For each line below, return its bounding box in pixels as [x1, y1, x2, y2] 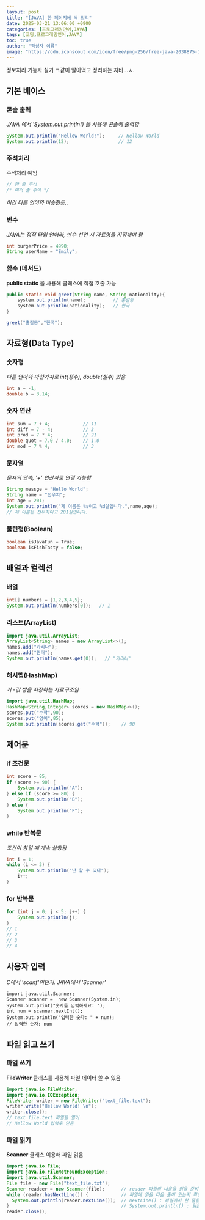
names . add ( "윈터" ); [6, 650, 54, 656]
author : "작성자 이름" [6, 43, 58, 50]
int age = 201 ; [6, 498, 45, 504]
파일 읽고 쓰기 [6, 1039, 55, 1049]
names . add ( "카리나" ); [6, 644, 58, 650]
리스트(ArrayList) [6, 619, 57, 627]
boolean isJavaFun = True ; [6, 539, 75, 545]
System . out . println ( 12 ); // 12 [6, 139, 132, 145]
